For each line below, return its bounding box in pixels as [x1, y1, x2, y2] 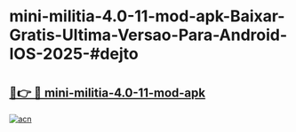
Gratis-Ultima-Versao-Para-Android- [9, 25, 288, 45]
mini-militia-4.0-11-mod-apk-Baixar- [9, 6, 285, 27]
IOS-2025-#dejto [9, 44, 140, 64]
